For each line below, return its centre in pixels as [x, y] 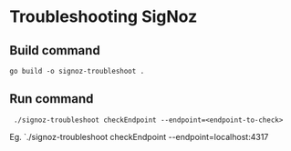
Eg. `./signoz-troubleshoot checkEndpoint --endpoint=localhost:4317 [139, 136]
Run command [52, 99]
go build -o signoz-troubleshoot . [77, 71]
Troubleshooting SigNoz [104, 17]
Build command [55, 50]
